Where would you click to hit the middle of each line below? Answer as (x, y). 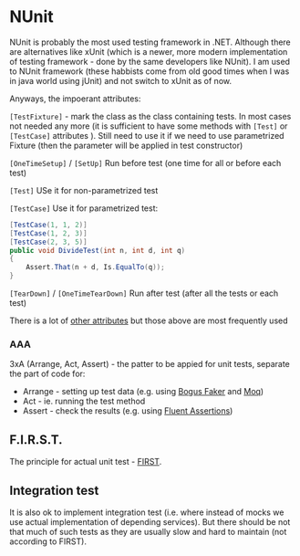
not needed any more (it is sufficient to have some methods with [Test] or (149, 126)
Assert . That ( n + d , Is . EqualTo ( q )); (96, 268)
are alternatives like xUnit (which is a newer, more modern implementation (149, 51)
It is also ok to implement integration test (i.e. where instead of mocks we (147, 512)
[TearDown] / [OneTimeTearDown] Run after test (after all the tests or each (144, 293)
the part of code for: (47, 374)
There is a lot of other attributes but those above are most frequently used (149, 320)
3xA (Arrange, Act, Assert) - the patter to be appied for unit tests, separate (150, 364)
